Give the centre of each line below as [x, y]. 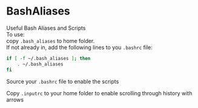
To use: [16, 34]
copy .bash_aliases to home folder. [51, 41]
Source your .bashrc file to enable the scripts [63, 81]
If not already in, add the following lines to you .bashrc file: [79, 47]
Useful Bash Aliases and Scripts [46, 28]
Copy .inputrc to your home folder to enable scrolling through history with [99, 93]
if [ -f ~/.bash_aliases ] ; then [48, 58]
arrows [15, 100]
